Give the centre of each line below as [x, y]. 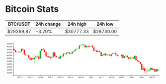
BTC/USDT [19, 24]
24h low [105, 24]
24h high [77, 24]
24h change [48, 24]
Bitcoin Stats [32, 9]
